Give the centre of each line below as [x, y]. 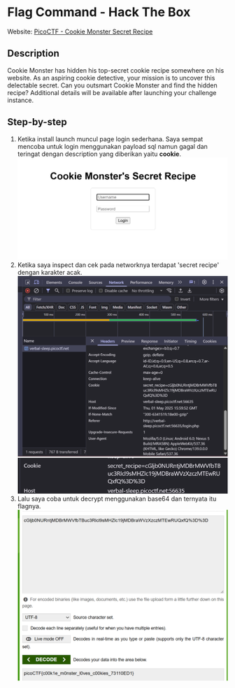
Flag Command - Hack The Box [99, 12]
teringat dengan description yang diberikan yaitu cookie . [99, 154]
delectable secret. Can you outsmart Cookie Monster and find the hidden [113, 85]
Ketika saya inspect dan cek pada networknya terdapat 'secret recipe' [118, 265]
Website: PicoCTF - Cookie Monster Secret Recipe [80, 31]
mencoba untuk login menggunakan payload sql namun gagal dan [113, 146]
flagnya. [29, 506]
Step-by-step [37, 122]
